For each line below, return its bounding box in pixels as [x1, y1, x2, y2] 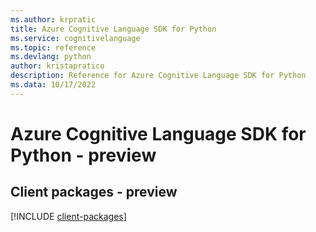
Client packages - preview [10, 184, 178, 201]
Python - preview [10, 144, 157, 166]
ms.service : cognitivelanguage [10, 33, 141, 43]
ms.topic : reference [10, 42, 97, 53]
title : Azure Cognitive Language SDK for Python [10, 24, 217, 34]
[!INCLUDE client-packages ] [10, 210, 127, 222]
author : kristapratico [10, 61, 105, 71]
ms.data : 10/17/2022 [10, 80, 97, 90]
